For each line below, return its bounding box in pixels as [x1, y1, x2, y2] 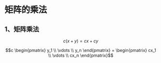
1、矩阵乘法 [4, 25, 40, 33]
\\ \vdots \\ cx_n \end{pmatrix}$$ [48, 52, 114, 58]
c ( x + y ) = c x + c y [63, 38, 99, 44]
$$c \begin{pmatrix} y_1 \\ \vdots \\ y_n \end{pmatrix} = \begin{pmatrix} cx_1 [5, 48, 157, 53]
